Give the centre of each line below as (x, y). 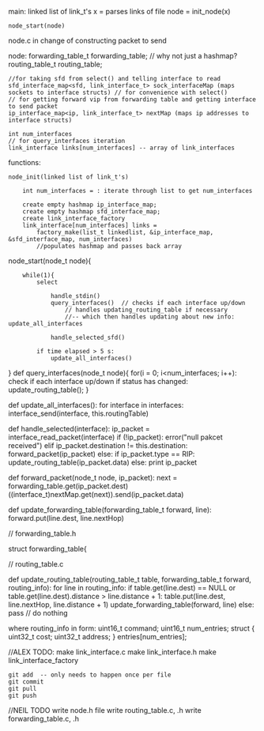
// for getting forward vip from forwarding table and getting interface (132, 100)
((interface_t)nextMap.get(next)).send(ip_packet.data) (96, 494)
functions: (25, 162)
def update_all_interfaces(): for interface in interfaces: (96, 405)
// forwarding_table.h (42, 533)
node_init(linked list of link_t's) (68, 177)
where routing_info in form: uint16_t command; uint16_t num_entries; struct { (132, 628)
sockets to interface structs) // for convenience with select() (118, 92)
